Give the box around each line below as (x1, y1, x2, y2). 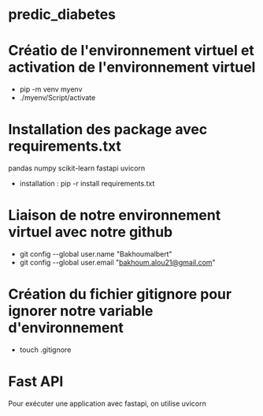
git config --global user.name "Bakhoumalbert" (19, 249, 172, 258)
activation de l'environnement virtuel (8, 58, 256, 77)
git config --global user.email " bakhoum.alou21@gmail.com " (19, 258, 216, 267)
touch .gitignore (19, 345, 72, 354)
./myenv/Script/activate (19, 93, 96, 103)
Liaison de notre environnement (8, 207, 221, 224)
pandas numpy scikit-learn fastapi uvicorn (8, 163, 146, 173)
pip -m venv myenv (19, 84, 83, 94)
